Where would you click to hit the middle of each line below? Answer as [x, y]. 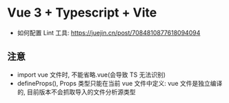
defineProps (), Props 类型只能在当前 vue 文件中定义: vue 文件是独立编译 [120, 83]
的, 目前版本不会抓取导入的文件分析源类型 [76, 92]
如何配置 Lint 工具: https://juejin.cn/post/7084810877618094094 [109, 32]
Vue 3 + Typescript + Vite [82, 13]
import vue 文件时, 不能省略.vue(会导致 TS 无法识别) [91, 75]
